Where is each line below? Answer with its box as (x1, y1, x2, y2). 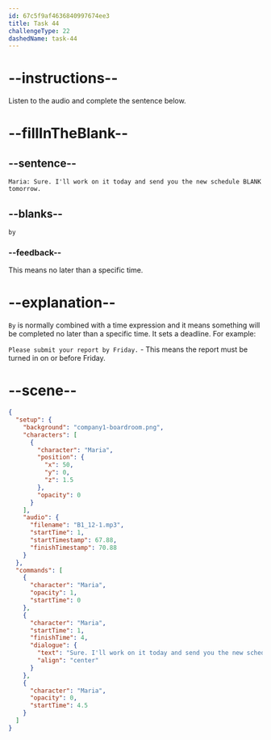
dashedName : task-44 (8, 34, 78, 43)
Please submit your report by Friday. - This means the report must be (8, 345, 248, 354)
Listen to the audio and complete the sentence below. (8, 96, 187, 106)
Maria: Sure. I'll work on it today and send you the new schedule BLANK (8, 178, 262, 186)
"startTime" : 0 (29, 596, 81, 605)
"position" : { (37, 454, 85, 462)
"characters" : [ (23, 430, 78, 439)
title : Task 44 (8, 19, 60, 27)
